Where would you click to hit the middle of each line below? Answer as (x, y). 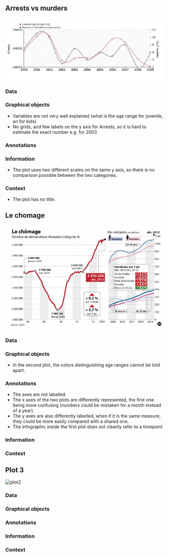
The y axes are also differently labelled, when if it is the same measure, (87, 416)
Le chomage (25, 215)
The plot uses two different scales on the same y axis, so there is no (83, 170)
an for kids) (25, 121)
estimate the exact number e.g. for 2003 (55, 132)
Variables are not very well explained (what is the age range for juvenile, (88, 116)
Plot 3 (15, 470)
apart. (19, 370)
